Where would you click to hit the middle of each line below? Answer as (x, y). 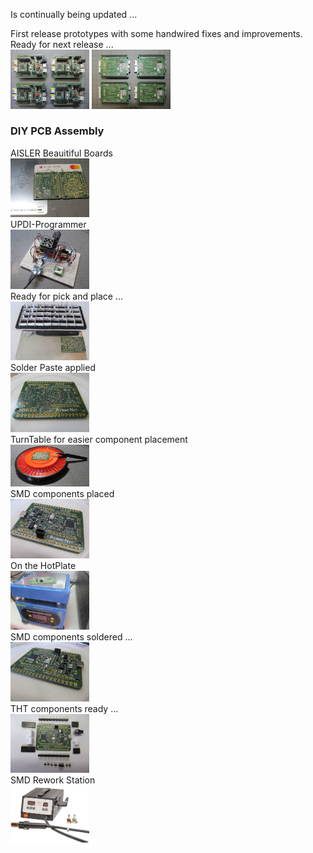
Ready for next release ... (62, 44)
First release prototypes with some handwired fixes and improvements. (156, 33)
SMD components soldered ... (71, 637)
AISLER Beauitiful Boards (61, 153)
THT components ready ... (64, 708)
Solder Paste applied (53, 368)
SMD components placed (62, 494)
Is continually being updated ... (74, 14)
